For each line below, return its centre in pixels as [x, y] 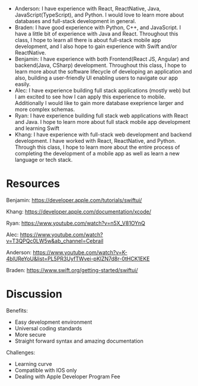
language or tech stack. [44, 160]
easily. [23, 84]
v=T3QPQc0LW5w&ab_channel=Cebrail [55, 241]
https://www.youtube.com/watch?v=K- [80, 252]
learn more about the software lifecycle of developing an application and [103, 71]
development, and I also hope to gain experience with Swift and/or [96, 46]
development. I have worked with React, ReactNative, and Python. [95, 141]
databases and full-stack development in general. [75, 21]
